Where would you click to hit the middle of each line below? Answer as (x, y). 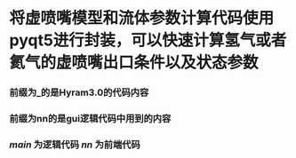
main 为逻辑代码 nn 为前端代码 (75, 145)
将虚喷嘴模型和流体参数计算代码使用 (142, 18)
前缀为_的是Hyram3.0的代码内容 (79, 92)
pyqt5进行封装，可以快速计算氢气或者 (148, 40)
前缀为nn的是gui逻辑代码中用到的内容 (90, 119)
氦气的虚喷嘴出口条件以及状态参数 (134, 63)
